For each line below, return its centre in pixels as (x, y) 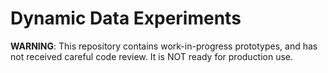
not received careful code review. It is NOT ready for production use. (152, 56)
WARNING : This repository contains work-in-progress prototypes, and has (164, 46)
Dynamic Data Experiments (126, 18)
